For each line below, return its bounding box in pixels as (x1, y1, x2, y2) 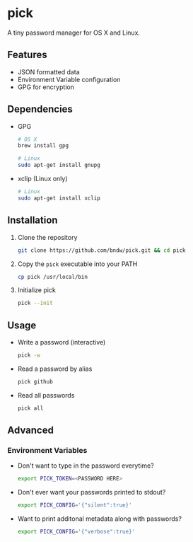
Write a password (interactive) (17, 338, 106, 347)
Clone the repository (17, 233, 78, 241)
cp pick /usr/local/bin (17, 273, 88, 280)
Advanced (7, 425, 54, 437)
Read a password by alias (17, 364, 93, 373)
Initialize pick (17, 286, 57, 294)
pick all (17, 405, 44, 412)
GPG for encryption (17, 83, 74, 91)
